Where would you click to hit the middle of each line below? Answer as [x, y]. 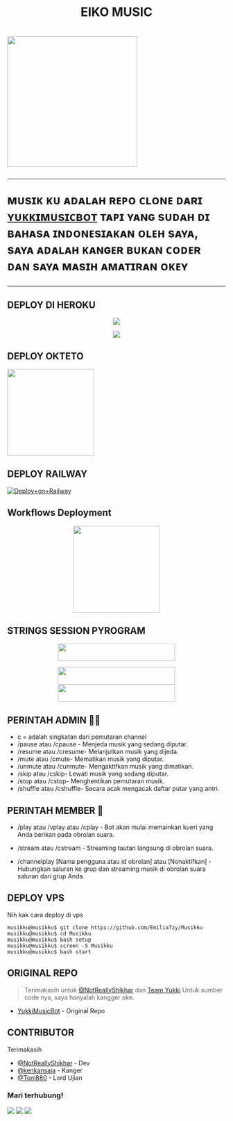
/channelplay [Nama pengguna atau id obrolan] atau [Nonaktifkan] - [114, 862]
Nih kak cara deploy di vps [45, 915]
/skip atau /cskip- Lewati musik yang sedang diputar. [93, 774]
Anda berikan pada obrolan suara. [66, 835]
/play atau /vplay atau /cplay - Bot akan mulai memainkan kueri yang [115, 827]
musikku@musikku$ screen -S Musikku [60, 946]
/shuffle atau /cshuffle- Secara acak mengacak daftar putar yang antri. [118, 789]
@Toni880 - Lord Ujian [50, 1077]
